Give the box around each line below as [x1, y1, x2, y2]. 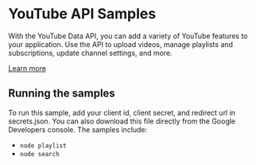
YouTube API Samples [8, 5, 157, 23]
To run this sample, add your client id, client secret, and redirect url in [8, 108, 236, 117]
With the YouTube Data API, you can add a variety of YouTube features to [8, 31, 248, 41]
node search [19, 150, 60, 158]
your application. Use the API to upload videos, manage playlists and [8, 39, 233, 49]
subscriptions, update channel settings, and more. [8, 48, 173, 57]
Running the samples [8, 87, 115, 100]
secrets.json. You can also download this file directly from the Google [8, 116, 236, 126]
